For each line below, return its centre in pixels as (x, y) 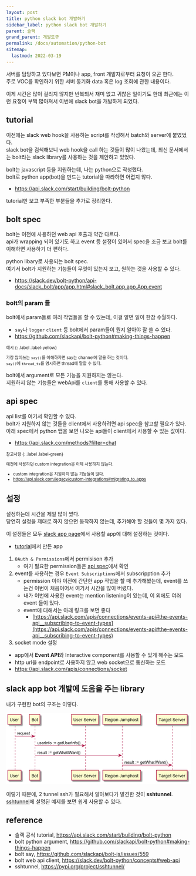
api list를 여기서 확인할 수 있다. (41, 416)
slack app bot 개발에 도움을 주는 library (75, 689)
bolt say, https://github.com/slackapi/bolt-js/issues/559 (82, 854)
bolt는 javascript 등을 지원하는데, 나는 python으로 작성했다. (75, 169)
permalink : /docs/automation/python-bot (56, 43)
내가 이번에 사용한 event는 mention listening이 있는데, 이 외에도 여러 (102, 595)
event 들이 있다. (42, 603)
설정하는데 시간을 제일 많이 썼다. (43, 513)
